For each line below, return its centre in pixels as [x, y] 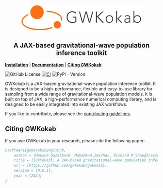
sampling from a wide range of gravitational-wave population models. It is [79, 94]
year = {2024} [28, 176]
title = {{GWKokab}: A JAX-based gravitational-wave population [80, 160]
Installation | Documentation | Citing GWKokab [53, 65]
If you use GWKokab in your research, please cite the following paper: [75, 140]
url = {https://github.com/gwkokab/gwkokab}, [61, 166]
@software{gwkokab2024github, [36, 150]
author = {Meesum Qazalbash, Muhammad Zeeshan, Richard [72, 155]
